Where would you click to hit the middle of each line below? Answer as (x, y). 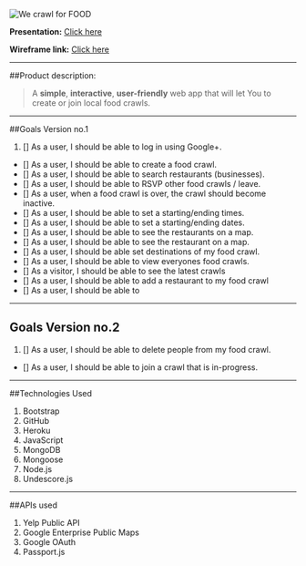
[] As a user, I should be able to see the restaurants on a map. (138, 232)
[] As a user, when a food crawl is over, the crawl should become (144, 193)
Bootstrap (41, 411)
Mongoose (43, 459)
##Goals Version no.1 (49, 129)
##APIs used (33, 505)
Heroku (36, 430)
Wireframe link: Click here (59, 49)
